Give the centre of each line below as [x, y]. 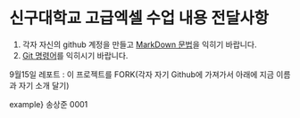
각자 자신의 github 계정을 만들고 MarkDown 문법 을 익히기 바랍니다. [139, 44]
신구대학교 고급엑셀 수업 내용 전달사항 [139, 18]
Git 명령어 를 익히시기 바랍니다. [75, 55]
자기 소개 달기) [44, 85]
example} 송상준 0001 [49, 104]
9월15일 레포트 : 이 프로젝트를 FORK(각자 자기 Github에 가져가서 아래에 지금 [142, 74]
